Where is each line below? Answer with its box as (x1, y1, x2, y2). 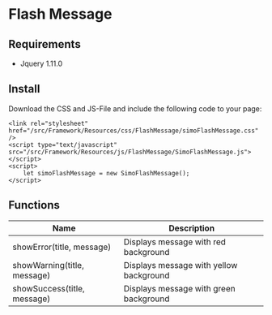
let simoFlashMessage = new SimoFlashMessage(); (23, 169, 190, 177)
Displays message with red (123, 236, 227, 248)
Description (168, 222, 215, 234)
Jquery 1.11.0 (19, 58, 63, 68)
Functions (8, 198, 61, 212)
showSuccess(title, (12, 283, 85, 294)
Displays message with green (123, 283, 236, 294)
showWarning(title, (12, 259, 85, 270)
